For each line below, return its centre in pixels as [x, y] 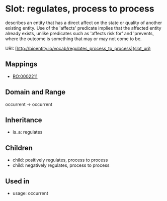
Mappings [21, 64]
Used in [17, 181]
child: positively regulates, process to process [60, 160]
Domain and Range [35, 92]
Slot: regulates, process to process [80, 9]
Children [19, 148]
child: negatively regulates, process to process [61, 165]
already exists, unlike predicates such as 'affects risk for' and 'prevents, [80, 33]
